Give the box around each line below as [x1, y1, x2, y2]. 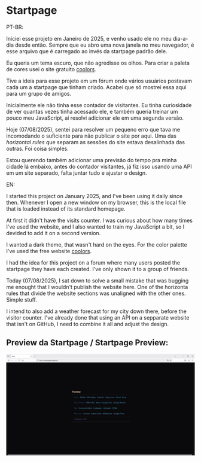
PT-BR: [6, 23, 24, 31]
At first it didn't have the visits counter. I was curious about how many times [6, 217, 193, 224]
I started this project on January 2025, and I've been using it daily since [6, 192, 183, 199]
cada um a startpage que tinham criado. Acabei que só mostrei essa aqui [6, 83, 187, 90]
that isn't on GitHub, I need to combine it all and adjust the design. [6, 320, 169, 327]
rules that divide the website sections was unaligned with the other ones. [6, 290, 187, 297]
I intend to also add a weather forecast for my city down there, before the [6, 308, 187, 315]
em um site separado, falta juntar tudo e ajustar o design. [6, 169, 148, 177]
